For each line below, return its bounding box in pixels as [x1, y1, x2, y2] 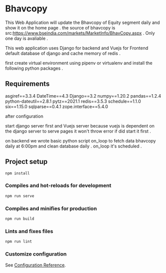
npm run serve [5, 193, 35, 198]
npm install [5, 170, 30, 176]
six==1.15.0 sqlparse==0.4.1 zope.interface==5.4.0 [5, 103, 108, 110]
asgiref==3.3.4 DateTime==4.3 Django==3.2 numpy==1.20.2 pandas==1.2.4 [5, 93, 162, 99]
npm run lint [5, 239, 32, 244]
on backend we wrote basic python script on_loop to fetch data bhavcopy [5, 137, 156, 143]
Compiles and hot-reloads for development [5, 182, 112, 189]
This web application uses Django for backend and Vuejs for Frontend [5, 45, 149, 51]
